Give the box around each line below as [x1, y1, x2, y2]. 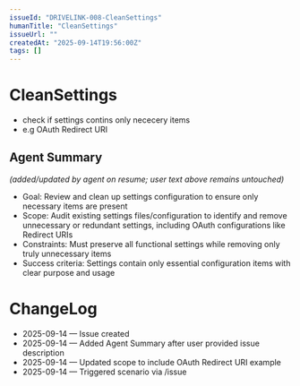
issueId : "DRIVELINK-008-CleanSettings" [9, 13, 163, 22]
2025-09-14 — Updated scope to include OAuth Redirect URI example [21, 356, 282, 367]
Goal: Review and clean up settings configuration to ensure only [21, 191, 259, 202]
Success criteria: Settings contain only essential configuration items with [21, 257, 291, 269]
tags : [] [9, 47, 42, 56]
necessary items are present [21, 201, 128, 211]
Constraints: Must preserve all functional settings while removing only [21, 238, 280, 249]
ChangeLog [9, 299, 98, 319]
